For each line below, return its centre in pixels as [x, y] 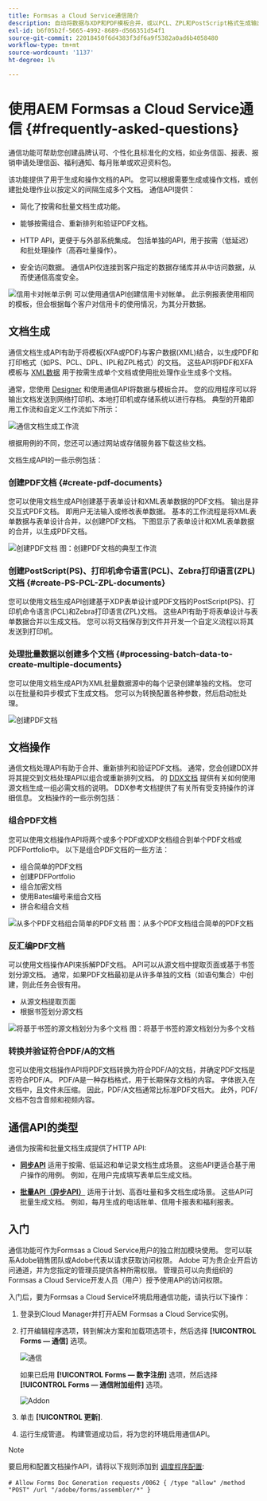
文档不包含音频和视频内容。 [54, 1100]
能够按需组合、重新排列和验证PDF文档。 [86, 223]
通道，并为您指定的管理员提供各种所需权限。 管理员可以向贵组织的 [124, 1270]
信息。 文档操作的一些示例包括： [68, 798]
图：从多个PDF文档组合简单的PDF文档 [191, 923]
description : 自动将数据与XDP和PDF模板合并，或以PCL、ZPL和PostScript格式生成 [130, 23]
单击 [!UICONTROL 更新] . [61, 1417]
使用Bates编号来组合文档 [60, 896]
